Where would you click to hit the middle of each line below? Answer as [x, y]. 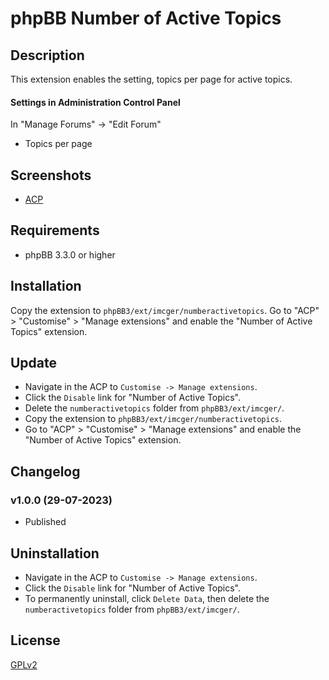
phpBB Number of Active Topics [146, 18]
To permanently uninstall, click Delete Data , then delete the [147, 598]
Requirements [55, 230]
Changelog [45, 471]
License [35, 640]
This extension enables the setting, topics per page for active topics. [151, 79]
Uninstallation [55, 553]
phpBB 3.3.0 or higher [70, 254]
